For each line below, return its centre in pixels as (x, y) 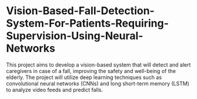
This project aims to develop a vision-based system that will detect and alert (98, 65)
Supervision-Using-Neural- (75, 36)
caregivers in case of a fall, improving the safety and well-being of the (91, 71)
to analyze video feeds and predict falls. (54, 90)
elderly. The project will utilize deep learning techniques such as (84, 77)
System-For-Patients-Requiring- (88, 23)
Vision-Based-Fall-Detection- (80, 11)
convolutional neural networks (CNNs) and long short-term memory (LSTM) (98, 83)
